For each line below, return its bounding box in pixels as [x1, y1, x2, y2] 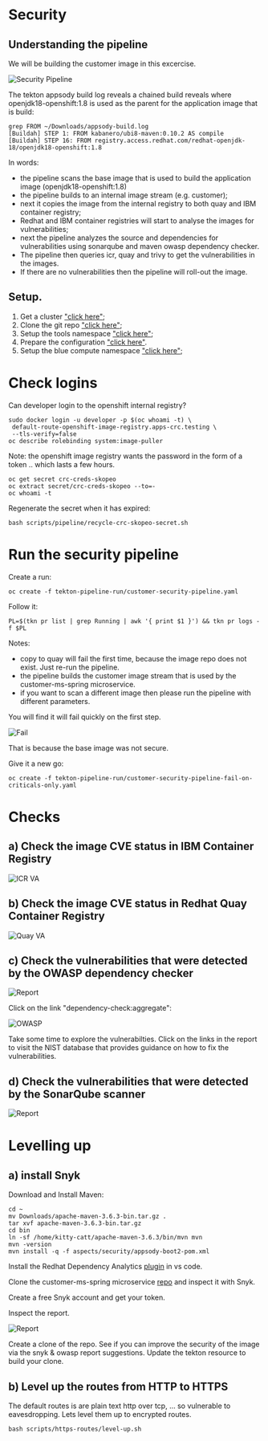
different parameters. [19, 696, 91, 706]
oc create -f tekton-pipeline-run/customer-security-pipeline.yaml [8, 588, 239, 596]
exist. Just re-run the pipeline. [19, 662, 120, 672]
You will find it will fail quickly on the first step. [8, 712, 162, 722]
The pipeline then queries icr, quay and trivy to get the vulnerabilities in [19, 250, 255, 259]
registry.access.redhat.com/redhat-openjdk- [94, 136, 246, 145]
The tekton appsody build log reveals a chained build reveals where [8, 90, 232, 100]
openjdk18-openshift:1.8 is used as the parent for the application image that [8, 99, 258, 108]
